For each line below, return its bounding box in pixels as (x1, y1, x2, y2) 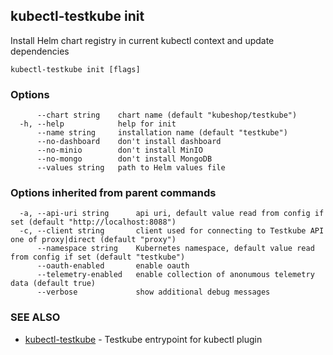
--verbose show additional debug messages (36, 287, 271, 298)
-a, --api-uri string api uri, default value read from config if (19, 209, 325, 219)
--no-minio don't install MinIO (36, 145, 203, 156)
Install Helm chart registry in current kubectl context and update (10, 34, 275, 46)
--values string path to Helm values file (36, 163, 226, 173)
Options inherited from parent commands (10, 186, 217, 200)
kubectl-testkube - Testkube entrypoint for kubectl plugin (24, 333, 263, 345)
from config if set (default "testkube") (10, 252, 186, 263)
